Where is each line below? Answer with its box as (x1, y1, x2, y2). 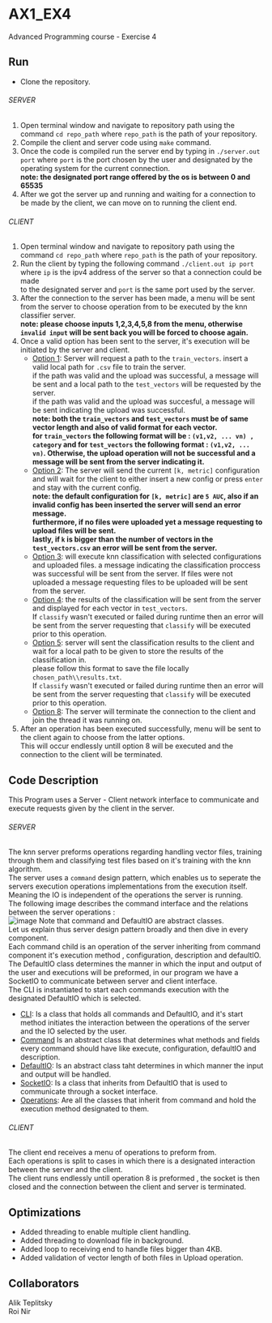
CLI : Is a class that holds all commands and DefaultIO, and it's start (19, 1009, 244, 1019)
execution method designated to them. (19, 1104, 150, 1114)
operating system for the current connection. (19, 163, 171, 173)
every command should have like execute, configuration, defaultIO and (19, 1043, 257, 1054)
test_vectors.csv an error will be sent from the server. (32, 543, 218, 553)
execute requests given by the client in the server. (8, 803, 176, 813)
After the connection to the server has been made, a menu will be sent (19, 293, 256, 303)
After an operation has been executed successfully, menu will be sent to (19, 724, 261, 734)
